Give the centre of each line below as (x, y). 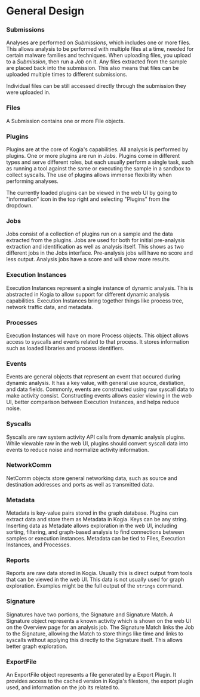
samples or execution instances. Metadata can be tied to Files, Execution (96, 539)
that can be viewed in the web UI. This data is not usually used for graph (95, 580)
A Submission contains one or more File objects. (66, 121)
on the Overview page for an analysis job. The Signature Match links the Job (100, 627)
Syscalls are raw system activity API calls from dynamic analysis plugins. (96, 437)
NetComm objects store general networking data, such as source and (92, 478)
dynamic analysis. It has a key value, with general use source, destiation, (96, 383)
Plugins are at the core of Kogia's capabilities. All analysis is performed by (97, 149)
